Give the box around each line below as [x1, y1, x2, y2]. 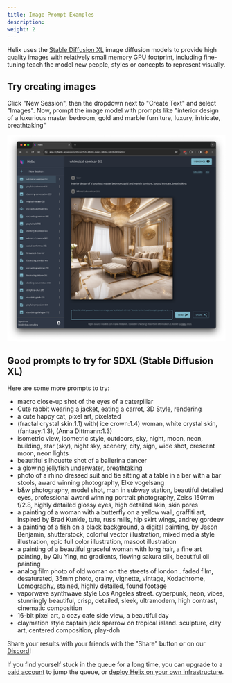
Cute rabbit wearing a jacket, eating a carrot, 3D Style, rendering [17, 405, 202, 413]
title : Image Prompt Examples [7, 11, 95, 18]
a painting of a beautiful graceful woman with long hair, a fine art [17, 545, 202, 553]
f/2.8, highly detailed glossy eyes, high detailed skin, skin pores [17, 500, 199, 509]
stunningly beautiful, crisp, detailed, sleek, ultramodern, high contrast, [17, 596, 218, 605]
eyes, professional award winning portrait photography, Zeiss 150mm [17, 493, 215, 501]
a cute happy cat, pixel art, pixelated [17, 412, 121, 420]
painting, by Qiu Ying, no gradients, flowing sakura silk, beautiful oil [17, 552, 210, 560]
